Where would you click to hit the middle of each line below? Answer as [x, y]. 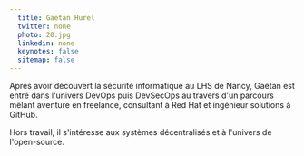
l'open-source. [37, 142]
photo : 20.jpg [44, 34]
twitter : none [44, 26]
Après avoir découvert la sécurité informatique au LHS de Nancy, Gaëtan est [152, 86]
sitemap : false [46, 60]
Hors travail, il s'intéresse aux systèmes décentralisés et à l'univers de [141, 132]
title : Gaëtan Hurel [56, 18]
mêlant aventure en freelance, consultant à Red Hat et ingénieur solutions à [150, 105]
